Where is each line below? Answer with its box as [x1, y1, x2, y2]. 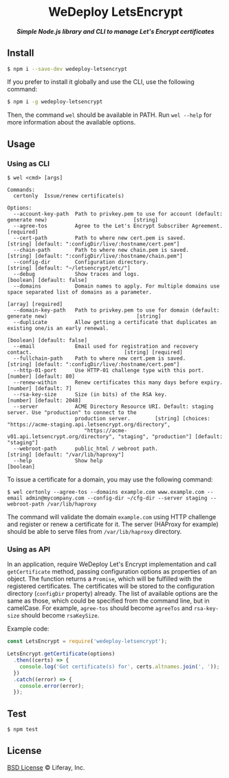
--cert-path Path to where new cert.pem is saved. [13, 235, 186, 241]
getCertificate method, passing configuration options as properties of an [7, 568, 217, 576]
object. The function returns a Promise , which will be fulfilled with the [7, 575, 202, 583]
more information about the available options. [7, 118, 136, 127]
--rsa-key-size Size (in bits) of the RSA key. [13, 391, 168, 398]
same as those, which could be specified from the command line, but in [7, 596, 210, 605]
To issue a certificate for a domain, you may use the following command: [7, 475, 213, 484]
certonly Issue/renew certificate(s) [13, 193, 125, 199]
